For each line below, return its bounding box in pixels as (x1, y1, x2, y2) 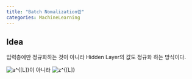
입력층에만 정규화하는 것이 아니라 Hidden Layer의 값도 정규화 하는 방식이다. (6, 54, 187, 61)
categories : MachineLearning (6, 14, 80, 21)
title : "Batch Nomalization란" (6, 8, 85, 15)
